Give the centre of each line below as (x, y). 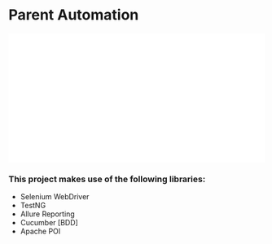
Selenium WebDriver (55, 197)
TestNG (33, 206)
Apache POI (40, 231)
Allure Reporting (47, 214)
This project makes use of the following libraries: (107, 179)
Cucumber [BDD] (49, 223)
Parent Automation (74, 15)
